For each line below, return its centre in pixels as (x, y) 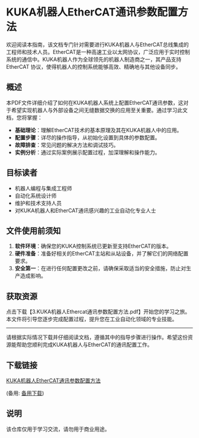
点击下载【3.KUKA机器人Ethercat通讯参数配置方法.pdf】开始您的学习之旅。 (98, 312)
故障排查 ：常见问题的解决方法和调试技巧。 (67, 145)
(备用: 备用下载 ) (25, 393)
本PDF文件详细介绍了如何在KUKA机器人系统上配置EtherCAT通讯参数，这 (95, 103)
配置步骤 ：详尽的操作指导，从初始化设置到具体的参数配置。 (87, 138)
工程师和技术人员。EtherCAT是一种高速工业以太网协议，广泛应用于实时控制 (98, 52)
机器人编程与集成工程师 (43, 188)
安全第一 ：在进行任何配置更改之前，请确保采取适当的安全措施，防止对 (100, 268)
